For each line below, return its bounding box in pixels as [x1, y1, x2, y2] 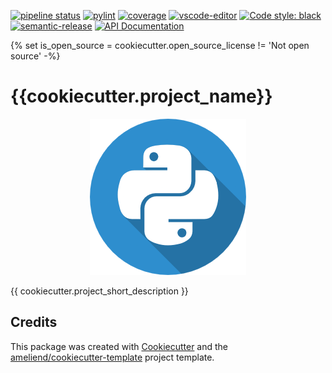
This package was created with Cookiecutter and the [10, 340, 229, 352]
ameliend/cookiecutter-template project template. [10, 351, 215, 363]
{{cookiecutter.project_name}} [10, 85, 273, 108]
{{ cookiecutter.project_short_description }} [10, 285, 189, 297]
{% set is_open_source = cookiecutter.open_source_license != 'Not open [10, 40, 310, 51]
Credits [10, 314, 58, 331]
